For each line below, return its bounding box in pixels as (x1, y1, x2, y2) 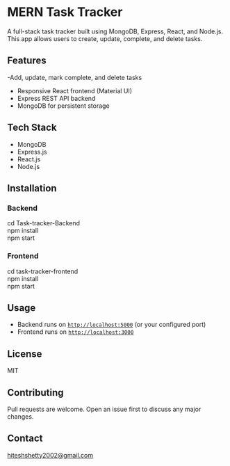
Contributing (7, 387, 64, 399)
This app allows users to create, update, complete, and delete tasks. (7, 34, 203, 42)
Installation (7, 182, 57, 194)
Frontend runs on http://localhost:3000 (17, 328, 134, 336)
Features (7, 55, 47, 67)
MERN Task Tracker (7, 4, 123, 20)
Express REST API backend (17, 94, 96, 102)
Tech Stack (7, 122, 57, 134)
